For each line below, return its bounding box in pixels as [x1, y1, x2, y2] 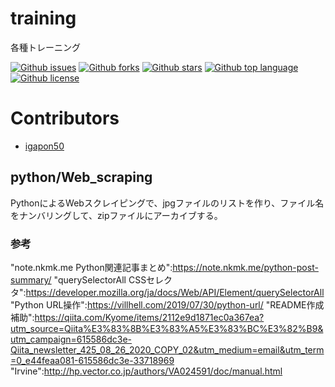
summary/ [10, 273, 52, 286]
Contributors [10, 107, 120, 130]
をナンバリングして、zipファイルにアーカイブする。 [10, 209, 223, 221]
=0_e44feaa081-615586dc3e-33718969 [10, 354, 175, 366]
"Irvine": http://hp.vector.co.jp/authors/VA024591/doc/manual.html [10, 365, 283, 377]
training [10, 7, 77, 30]
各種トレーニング [10, 41, 81, 53]
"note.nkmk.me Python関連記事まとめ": [10, 261, 173, 273]
